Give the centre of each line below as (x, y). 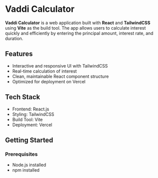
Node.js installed (29, 165)
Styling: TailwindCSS (33, 114)
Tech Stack (23, 97)
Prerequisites (21, 154)
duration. (14, 38)
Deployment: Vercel (32, 125)
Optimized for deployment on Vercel (49, 81)
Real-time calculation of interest (44, 71)
